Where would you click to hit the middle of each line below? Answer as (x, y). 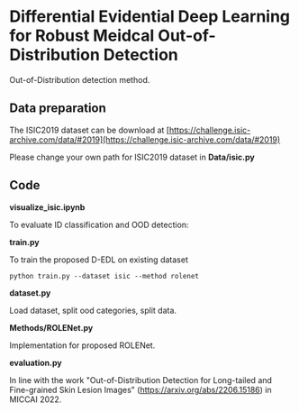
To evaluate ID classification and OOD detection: (99, 224)
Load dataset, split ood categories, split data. (93, 310)
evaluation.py (36, 362)
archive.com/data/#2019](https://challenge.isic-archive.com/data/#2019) (145, 139)
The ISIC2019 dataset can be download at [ (89, 130)
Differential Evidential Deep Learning (150, 17)
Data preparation (58, 109)
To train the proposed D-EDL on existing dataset (99, 260)
